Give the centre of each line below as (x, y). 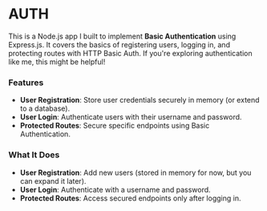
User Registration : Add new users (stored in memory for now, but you (136, 172)
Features (26, 83)
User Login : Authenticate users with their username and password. (131, 117)
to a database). (45, 108)
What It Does (34, 155)
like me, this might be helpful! (57, 62)
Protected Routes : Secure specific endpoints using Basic (115, 126)
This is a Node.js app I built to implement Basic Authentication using (122, 36)
